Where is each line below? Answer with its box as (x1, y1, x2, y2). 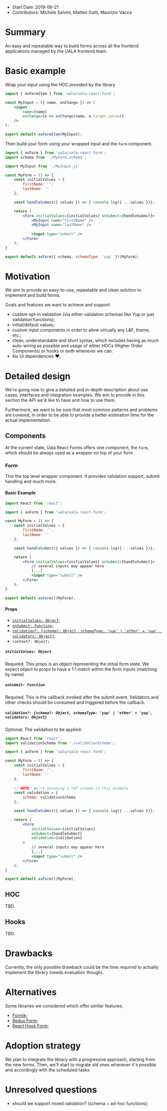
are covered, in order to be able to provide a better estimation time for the (5, 412, 154, 418)
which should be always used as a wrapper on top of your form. (5, 450, 135, 456)
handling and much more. (5, 479, 57, 485)
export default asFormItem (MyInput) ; (5, 132, 83, 137)
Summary (5, 27, 46, 38)
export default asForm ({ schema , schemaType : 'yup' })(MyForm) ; (5, 254, 139, 259)
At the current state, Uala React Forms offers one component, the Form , (5, 445, 149, 451)
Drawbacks (5, 948, 53, 959)
